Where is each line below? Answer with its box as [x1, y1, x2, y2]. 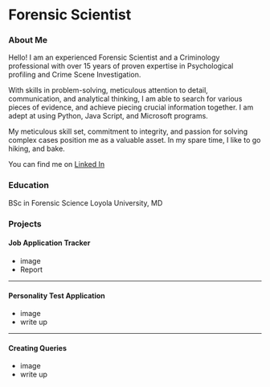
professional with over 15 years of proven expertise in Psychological [8, 61, 234, 71]
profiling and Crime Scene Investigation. [8, 70, 141, 80]
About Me [8, 35, 48, 46]
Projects [8, 218, 42, 229]
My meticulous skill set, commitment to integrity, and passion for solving [8, 127, 248, 136]
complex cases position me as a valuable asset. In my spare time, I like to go [8, 135, 261, 145]
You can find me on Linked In [8, 160, 105, 169]
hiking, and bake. [8, 144, 66, 154]
